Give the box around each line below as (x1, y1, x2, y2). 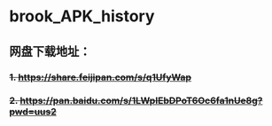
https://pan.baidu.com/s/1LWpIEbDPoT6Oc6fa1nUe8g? (19, 95, 263, 107)
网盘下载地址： (9, 43, 91, 59)
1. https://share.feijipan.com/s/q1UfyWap (9, 71, 192, 83)
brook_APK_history (9, 6, 155, 27)
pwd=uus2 (9, 106, 58, 118)
